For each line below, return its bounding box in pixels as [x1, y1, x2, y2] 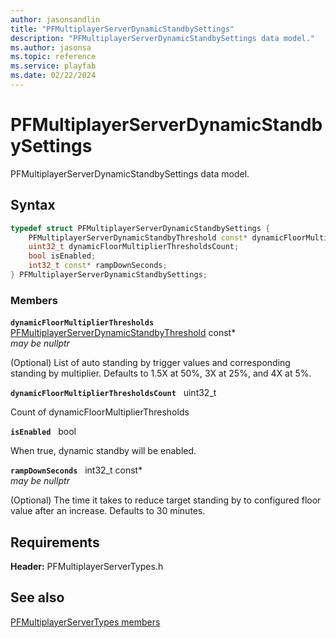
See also [10, 589, 65, 606]
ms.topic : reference [10, 52, 97, 62]
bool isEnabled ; [28, 251, 97, 261]
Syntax [10, 197, 56, 214]
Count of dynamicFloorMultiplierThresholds [10, 406, 190, 418]
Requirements [10, 534, 100, 551]
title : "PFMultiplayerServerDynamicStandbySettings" [10, 24, 235, 34]
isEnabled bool [10, 426, 77, 438]
